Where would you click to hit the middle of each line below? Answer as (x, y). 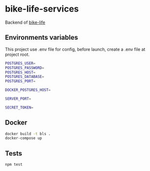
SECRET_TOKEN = (19, 108)
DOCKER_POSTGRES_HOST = (28, 90)
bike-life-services (42, 9)
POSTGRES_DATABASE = (25, 77)
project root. (17, 54)
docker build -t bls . (28, 134)
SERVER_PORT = (18, 99)
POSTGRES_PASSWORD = (25, 68)
